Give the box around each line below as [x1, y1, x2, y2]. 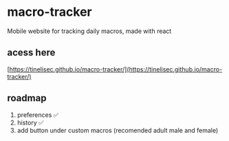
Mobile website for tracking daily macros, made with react [7, 27, 172, 35]
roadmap [7, 92, 47, 104]
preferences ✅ [17, 111, 59, 119]
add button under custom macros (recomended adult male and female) [17, 126, 219, 134]
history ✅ [17, 118, 44, 127]
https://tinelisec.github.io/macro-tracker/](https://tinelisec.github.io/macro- [9, 65, 223, 73]
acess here [7, 47, 56, 58]
